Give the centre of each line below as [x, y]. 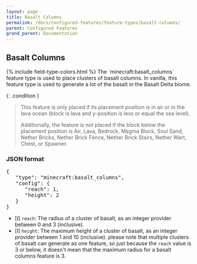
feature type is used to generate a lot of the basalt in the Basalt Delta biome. [99, 84]
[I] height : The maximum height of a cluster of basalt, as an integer [96, 231]
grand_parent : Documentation [42, 34]
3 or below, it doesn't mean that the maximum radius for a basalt [93, 250]
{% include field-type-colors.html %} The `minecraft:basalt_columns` [90, 71]
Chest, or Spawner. [44, 144]
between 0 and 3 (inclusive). [49, 224]
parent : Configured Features [42, 28]
